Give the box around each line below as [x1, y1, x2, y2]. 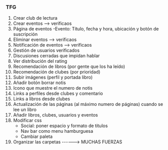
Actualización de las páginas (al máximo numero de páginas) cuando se [13, 101, 163, 107]
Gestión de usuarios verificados [13, 47, 80, 54]
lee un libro [13, 106, 37, 113]
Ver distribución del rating [13, 58, 67, 64]
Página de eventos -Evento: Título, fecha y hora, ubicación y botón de [13, 26, 159, 32]
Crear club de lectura [13, 15, 58, 21]
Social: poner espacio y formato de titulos [20, 123, 108, 129]
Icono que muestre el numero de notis [13, 85, 93, 91]
